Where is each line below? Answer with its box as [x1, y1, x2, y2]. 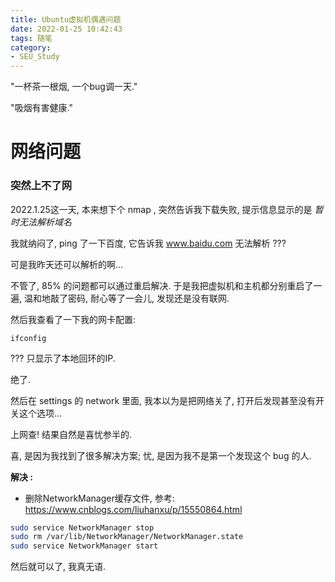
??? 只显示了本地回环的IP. [10, 352, 116, 364]
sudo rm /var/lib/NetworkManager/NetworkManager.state [10, 532, 244, 542]
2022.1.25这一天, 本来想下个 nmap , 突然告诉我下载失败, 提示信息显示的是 [10, 203, 313, 215]
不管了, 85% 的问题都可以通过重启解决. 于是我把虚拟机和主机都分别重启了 [10, 279, 314, 291]
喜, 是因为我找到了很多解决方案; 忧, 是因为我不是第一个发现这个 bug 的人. [10, 449, 312, 461]
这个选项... [18, 407, 63, 419]
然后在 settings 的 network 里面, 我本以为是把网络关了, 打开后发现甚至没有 [10, 394, 317, 406]
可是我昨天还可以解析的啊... [10, 258, 124, 270]
